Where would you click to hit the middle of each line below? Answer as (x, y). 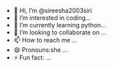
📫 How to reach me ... (45, 40)
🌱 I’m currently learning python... (60, 25)
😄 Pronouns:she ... (41, 50)
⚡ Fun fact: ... (32, 57)
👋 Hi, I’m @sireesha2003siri (53, 11)
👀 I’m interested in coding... (52, 18)
